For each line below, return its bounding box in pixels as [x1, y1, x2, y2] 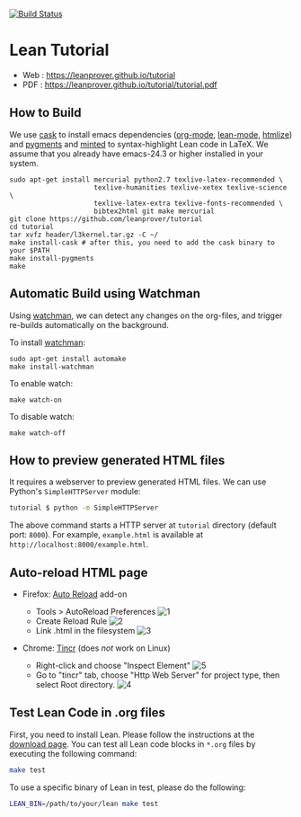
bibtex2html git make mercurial [93, 207, 216, 216]
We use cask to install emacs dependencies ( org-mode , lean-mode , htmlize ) [9, 129, 293, 139]
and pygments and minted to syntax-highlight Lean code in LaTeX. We [9, 138, 269, 149]
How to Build [9, 105, 83, 120]
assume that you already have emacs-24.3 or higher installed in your [9, 148, 263, 159]
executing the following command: [9, 748, 137, 759]
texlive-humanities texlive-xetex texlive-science [93, 182, 288, 192]
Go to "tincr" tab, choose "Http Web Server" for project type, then [35, 670, 280, 680]
